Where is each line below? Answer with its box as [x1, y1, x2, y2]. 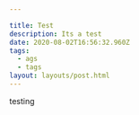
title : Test [9, 21, 54, 30]
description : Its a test [9, 29, 102, 39]
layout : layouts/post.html [9, 71, 110, 81]
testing [9, 95, 35, 106]
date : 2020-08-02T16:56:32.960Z [9, 38, 130, 47]
